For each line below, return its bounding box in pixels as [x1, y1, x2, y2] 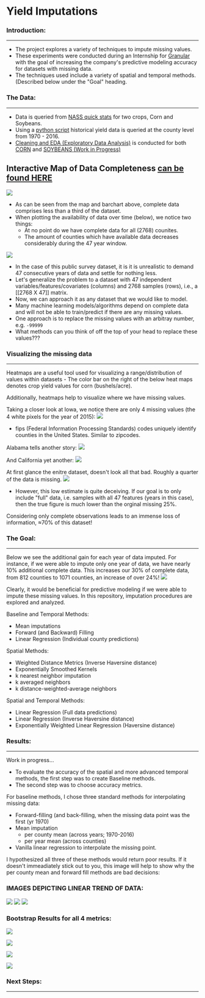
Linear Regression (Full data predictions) [15, 709, 117, 716]
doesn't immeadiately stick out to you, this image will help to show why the [6, 862, 195, 870]
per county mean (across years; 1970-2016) [24, 831, 134, 838]
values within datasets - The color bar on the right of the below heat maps [6, 375, 193, 383]
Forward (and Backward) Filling [15, 629, 95, 636]
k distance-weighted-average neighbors [15, 685, 117, 692]
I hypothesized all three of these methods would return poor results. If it [6, 856, 187, 863]
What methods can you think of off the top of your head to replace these [15, 328, 198, 335]
